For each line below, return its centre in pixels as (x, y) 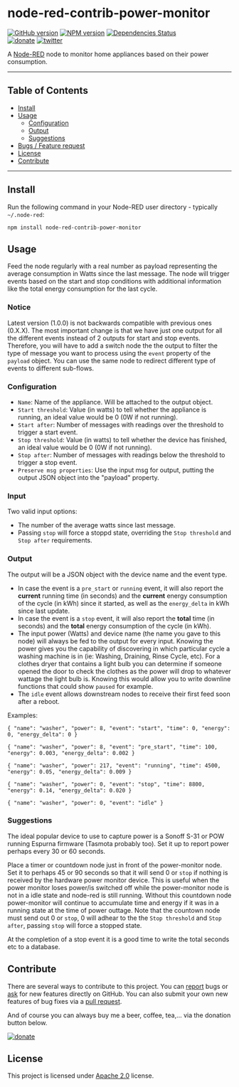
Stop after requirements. (55, 540)
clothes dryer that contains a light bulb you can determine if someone (119, 663)
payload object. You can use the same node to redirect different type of (112, 360)
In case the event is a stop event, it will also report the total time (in (116, 618)
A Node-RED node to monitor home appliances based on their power (108, 54)
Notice (19, 307)
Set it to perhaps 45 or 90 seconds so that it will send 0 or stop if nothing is (118, 872)
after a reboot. (39, 701)
